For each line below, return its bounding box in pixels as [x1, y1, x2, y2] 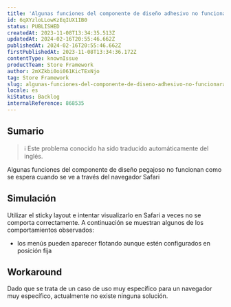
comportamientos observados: [7, 226, 94, 234]
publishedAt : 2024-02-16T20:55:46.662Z [7, 42, 122, 49]
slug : [7, 81, 23, 88]
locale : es [7, 87, 38, 94]
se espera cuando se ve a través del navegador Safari [7, 172, 160, 181]
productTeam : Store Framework [7, 61, 94, 68]
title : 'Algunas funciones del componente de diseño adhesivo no [7, 10, 198, 17]
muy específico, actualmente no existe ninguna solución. [7, 292, 168, 300]
